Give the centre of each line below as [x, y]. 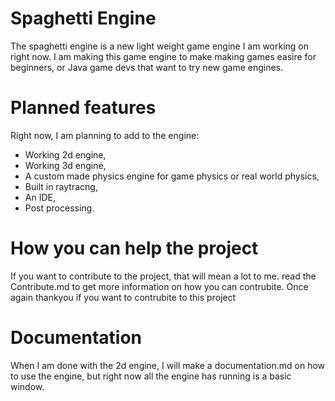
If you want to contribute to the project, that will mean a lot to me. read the [163, 276]
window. [27, 386]
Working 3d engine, [65, 165]
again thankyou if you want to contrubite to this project [123, 297]
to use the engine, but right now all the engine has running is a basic [151, 376]
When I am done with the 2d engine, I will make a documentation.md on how [168, 365]
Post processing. [59, 208]
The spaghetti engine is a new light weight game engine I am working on [160, 46]
